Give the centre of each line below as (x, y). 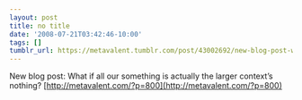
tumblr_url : (31, 51)
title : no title (40, 26)
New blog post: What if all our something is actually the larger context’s (141, 76)
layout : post (34, 17)
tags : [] (26, 42)
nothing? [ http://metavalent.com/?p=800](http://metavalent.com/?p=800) (146, 86)
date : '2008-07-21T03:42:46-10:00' (76, 34)
